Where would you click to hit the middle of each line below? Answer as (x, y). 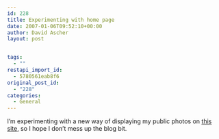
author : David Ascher (38, 33)
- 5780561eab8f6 (36, 76)
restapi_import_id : (35, 70)
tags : (15, 58)
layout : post (26, 39)
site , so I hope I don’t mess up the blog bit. (67, 129)
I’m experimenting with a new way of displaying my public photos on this (109, 121)
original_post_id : (33, 83)
